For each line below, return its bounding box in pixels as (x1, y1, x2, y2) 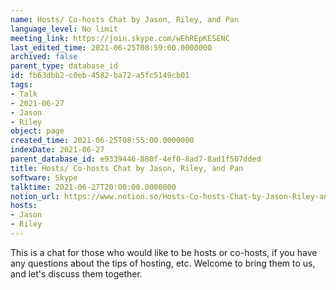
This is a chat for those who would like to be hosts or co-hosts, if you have (10, 246, 318, 258)
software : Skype (10, 172, 78, 183)
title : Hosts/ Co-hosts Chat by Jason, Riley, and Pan (10, 163, 244, 173)
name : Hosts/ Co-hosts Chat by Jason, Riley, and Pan (10, 14, 240, 25)
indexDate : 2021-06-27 (10, 145, 105, 155)
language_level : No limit (10, 24, 118, 34)
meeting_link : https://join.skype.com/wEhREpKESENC (10, 33, 230, 43)
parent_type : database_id (10, 61, 118, 71)
